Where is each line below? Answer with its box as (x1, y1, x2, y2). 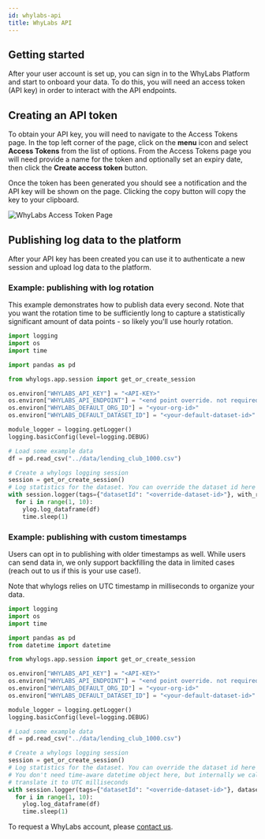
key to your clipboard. (8, 195, 80, 205)
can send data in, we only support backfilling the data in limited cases (8, 557, 235, 568)
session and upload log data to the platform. (8, 262, 152, 272)
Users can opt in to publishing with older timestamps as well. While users (8, 550, 246, 559)
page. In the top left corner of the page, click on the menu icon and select (8, 138, 248, 147)
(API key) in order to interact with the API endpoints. (8, 86, 177, 95)
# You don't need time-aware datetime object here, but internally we (8, 770, 245, 779)
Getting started (8, 48, 85, 62)
